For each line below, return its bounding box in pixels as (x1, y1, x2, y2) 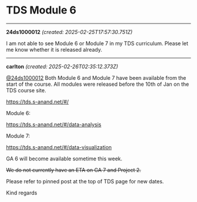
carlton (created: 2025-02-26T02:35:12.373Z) (6, 63, 118, 70)
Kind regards (6, 189, 38, 196)
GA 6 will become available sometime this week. (6, 155, 123, 162)
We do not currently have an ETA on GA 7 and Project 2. (6, 166, 141, 173)
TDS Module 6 (6, 4, 77, 17)
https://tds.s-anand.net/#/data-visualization (6, 143, 112, 150)
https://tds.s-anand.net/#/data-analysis (6, 121, 101, 128)
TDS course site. (6, 86, 46, 94)
